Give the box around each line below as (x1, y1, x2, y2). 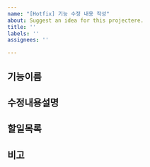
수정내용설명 (7, 97, 59, 109)
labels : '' (7, 30, 40, 37)
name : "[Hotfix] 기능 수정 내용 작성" (7, 10, 110, 18)
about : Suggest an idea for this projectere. (7, 17, 144, 24)
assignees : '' (7, 37, 50, 44)
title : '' (7, 23, 37, 30)
